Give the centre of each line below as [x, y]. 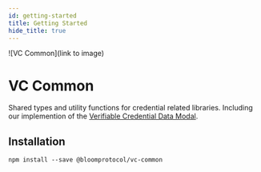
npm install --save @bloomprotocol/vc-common [85, 160]
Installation [37, 141]
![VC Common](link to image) [56, 54]
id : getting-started [43, 16]
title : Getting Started [48, 23]
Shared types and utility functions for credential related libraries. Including [131, 108]
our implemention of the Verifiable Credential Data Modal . [103, 116]
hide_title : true [37, 30]
